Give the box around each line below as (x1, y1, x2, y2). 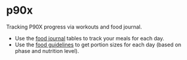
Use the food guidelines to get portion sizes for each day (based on (14, 41, 182, 48)
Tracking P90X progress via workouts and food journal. (6, 23, 142, 30)
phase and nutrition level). (14, 47, 79, 54)
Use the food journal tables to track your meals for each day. (14, 34, 164, 42)
